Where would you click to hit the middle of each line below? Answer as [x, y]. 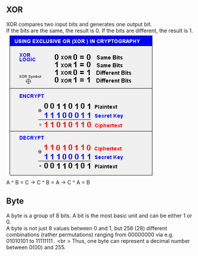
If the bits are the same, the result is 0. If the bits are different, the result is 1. [100, 30]
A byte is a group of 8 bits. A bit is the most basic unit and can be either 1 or [99, 215]
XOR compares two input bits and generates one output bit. [79, 24]
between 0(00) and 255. [36, 247]
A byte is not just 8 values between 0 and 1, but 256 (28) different [87, 228]
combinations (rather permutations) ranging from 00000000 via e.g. [90, 235]
